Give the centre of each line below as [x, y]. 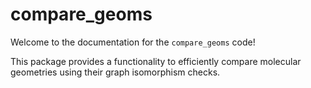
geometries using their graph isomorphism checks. [115, 72]
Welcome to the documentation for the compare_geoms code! [133, 42]
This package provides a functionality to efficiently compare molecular [156, 61]
